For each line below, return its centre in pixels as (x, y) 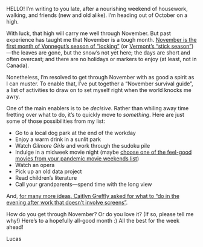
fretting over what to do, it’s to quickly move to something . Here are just (95, 115)
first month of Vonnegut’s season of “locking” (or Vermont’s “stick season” (99, 46)
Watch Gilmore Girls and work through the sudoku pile (82, 146)
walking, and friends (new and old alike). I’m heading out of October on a (97, 15)
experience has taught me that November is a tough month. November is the (101, 40)
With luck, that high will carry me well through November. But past (89, 33)
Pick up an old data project (48, 171)
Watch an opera (35, 165)
